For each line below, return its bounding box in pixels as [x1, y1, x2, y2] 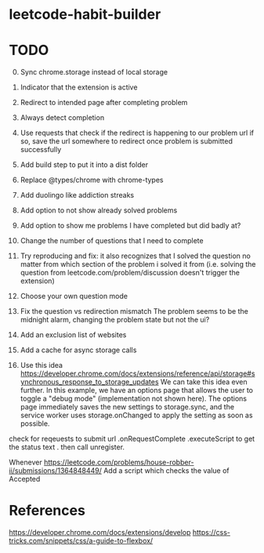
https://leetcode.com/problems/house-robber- [43, 457, 194, 468]
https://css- [192, 528, 230, 537]
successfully [20, 145, 62, 155]
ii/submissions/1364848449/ [9, 466, 103, 475]
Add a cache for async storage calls [20, 345, 137, 355]
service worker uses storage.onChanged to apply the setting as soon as [20, 410, 253, 420]
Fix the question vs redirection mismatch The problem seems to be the [20, 307, 249, 316]
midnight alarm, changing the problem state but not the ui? [20, 315, 210, 325]
